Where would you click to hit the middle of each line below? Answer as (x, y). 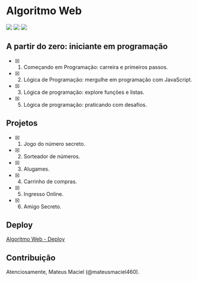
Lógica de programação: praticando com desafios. (85, 104)
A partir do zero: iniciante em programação (87, 46)
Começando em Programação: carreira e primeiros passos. (96, 67)
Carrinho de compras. (50, 181)
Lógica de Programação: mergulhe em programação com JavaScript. (108, 79)
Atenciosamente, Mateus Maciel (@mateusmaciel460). (73, 272)
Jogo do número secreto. (54, 143)
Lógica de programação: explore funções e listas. (84, 92)
